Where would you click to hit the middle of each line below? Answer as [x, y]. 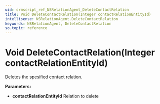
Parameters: [18, 87]
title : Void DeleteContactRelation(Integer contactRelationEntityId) [78, 14]
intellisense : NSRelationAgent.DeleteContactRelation [62, 19]
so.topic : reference [26, 28]
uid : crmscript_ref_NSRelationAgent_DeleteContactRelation [67, 10]
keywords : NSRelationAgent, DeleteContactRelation [58, 24]
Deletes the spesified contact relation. [44, 77]
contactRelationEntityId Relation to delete [55, 96]
